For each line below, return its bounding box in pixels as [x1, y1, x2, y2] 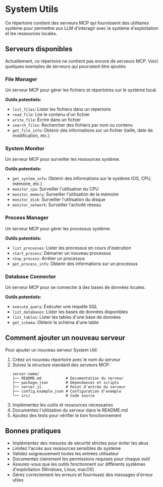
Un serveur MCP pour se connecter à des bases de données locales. [5, 284, 146, 290]
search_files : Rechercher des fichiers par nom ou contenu [12, 122, 133, 128]
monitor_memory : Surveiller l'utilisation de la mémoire [12, 191, 119, 197]
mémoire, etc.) [12, 181, 43, 187]
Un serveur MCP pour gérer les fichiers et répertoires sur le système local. [5, 87, 158, 93]
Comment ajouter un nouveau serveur [5, 334, 125, 342]
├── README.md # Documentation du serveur [12, 376, 124, 381]
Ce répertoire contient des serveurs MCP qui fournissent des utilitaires [5, 20, 150, 26]
